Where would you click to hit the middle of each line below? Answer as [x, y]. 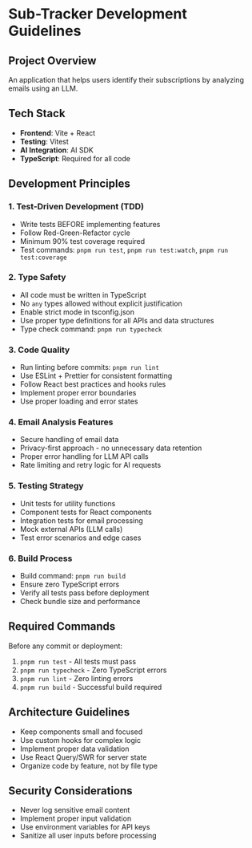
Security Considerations [71, 791]
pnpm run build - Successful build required [91, 687]
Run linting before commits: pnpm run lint [90, 367]
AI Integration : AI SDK [57, 150]
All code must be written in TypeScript [83, 294]
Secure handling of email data [69, 440]
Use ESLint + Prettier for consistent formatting [96, 376]
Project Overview [52, 61]
